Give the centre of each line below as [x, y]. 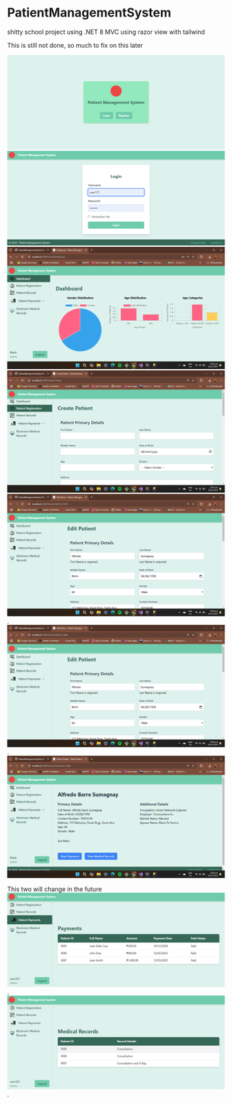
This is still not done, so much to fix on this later [75, 45]
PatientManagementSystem [89, 13]
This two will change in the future [55, 889]
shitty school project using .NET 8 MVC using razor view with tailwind [106, 32]
